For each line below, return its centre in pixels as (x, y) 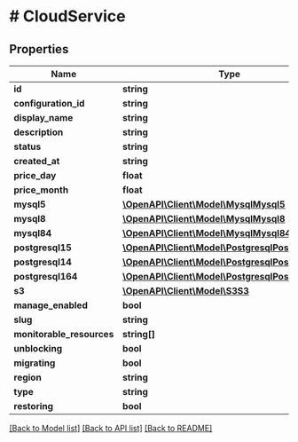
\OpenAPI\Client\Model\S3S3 (186, 291)
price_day (35, 175)
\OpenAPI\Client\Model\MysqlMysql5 (204, 204)
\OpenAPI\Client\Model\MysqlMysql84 (207, 233)
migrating (35, 363)
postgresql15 (43, 248)
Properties (39, 49)
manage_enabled (51, 305)
